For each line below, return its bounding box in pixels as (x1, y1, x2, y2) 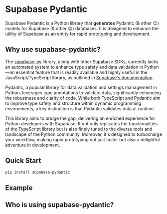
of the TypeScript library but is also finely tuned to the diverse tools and (5, 126, 153, 132)
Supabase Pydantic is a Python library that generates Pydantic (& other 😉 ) (5, 20, 160, 26)
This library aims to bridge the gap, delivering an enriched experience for (5, 115, 156, 121)
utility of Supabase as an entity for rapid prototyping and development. (5, 31, 151, 37)
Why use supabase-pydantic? (5, 45, 101, 54)
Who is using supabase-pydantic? (5, 200, 114, 209)
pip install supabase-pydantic (5, 169, 70, 175)
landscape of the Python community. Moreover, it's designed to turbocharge (5, 131, 163, 137)
